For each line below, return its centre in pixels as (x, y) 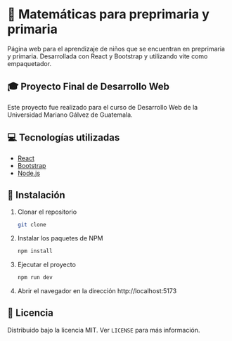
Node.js (29, 173)
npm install (35, 251)
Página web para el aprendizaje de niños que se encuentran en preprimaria (116, 49)
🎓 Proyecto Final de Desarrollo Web (89, 87)
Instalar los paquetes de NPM (60, 238)
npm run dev (35, 278)
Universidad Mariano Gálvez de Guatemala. (70, 115)
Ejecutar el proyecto (46, 265)
